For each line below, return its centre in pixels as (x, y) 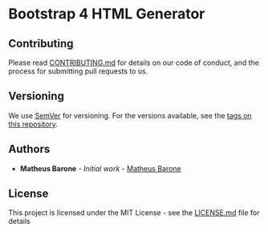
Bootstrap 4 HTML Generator (107, 14)
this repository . (33, 124)
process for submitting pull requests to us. (78, 71)
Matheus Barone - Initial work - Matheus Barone (101, 168)
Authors (29, 149)
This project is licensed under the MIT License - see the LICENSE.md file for (134, 213)
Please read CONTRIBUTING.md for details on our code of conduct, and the (134, 62)
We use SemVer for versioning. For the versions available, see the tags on (130, 115)
